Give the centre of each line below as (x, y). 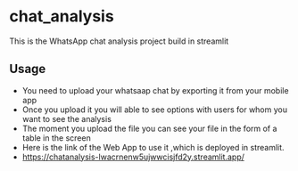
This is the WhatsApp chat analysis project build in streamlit (119, 41)
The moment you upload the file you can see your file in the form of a (149, 128)
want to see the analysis (66, 118)
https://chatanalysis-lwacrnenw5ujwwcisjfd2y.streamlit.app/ (133, 157)
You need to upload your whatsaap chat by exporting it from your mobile (155, 90)
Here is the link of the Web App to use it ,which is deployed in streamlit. (153, 147)
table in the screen (56, 138)
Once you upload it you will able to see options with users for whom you (155, 110)
